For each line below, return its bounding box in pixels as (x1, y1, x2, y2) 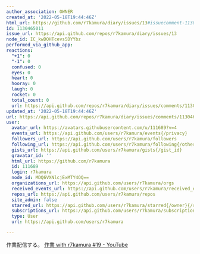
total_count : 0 (11, 97, 49, 103)
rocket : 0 (11, 92, 36, 98)
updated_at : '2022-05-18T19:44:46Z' (6, 108, 97, 114)
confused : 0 (11, 64, 42, 70)
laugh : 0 (11, 86, 33, 92)
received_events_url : (11, 186, 65, 192)
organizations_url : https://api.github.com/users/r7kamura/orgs (11, 180, 174, 186)
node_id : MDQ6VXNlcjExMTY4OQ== (11, 175, 89, 181)
